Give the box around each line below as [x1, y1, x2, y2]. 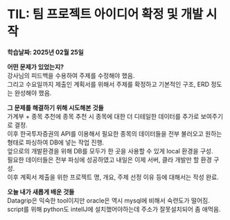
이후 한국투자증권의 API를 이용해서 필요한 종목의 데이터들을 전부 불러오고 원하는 [7, 129, 222, 137]
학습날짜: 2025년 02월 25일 [7, 48, 85, 56]
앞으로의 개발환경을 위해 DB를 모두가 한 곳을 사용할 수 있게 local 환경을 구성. [7, 146, 213, 155]
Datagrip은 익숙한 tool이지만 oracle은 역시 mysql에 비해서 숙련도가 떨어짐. [7, 196, 210, 205]
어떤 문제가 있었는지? [7, 62, 64, 71]
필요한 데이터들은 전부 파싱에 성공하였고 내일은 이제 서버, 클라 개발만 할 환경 [7, 155, 213, 164]
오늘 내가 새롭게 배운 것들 [7, 187, 75, 196]
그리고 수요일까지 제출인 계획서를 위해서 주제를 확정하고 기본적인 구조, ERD [7, 80, 210, 88]
